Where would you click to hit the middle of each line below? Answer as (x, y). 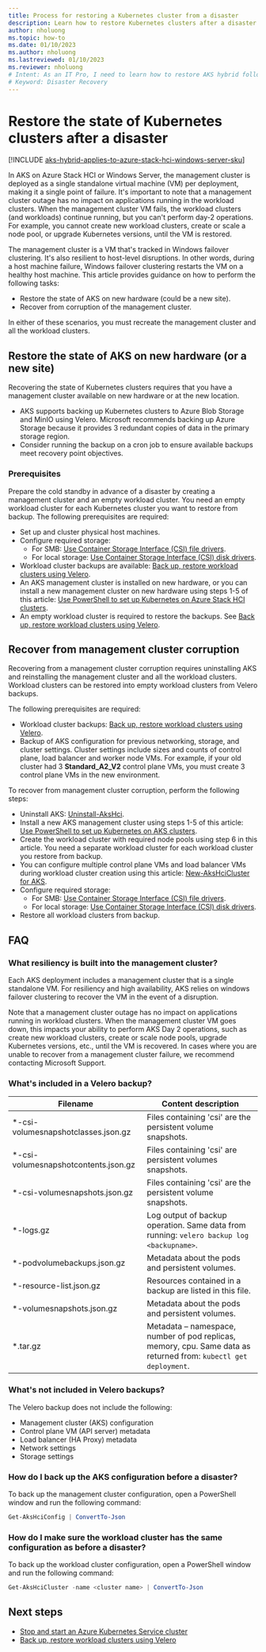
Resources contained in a (194, 1281)
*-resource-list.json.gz (56, 1286)
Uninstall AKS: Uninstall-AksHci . (72, 815)
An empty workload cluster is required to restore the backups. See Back (137, 616)
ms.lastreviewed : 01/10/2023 (56, 60)
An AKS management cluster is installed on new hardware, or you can (133, 582)
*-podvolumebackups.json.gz (69, 1263)
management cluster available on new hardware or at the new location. (124, 396)
